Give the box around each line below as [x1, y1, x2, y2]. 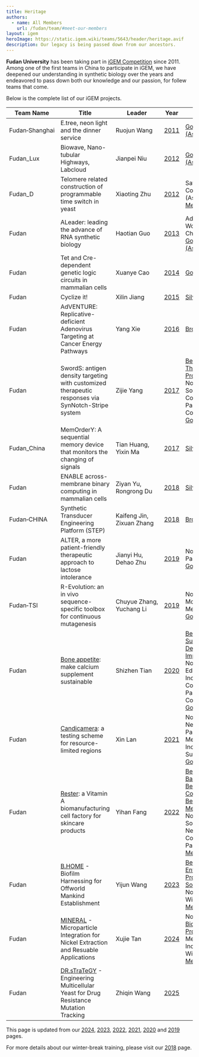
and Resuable [60, 946, 99, 954]
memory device [60, 440, 104, 448]
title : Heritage [6, 8, 46, 15]
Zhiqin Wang [115, 988, 151, 997]
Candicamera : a [60, 724, 105, 732]
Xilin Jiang [115, 293, 145, 301]
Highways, [60, 158, 90, 166]
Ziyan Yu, [115, 480, 142, 488]
